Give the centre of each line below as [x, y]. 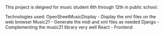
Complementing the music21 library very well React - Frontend [69, 27]
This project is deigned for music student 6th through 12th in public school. [82, 7]
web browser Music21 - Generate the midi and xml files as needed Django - [82, 22]
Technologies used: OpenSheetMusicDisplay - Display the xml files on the [81, 17]
